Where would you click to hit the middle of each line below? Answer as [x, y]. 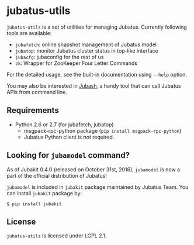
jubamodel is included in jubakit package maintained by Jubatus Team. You [98, 187]
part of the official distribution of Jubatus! [57, 175]
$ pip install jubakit [34, 204]
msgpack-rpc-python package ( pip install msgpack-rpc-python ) [103, 130]
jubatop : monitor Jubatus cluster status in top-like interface [86, 50]
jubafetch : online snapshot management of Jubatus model [86, 44]
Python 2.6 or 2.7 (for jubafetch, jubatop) [64, 125]
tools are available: [29, 33]
